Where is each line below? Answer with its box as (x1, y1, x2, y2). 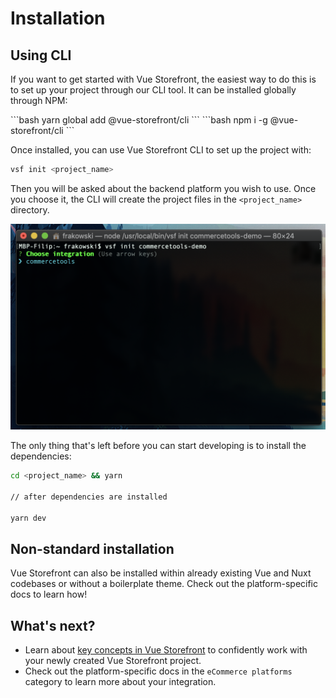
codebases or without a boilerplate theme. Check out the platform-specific (10, 578, 318, 590)
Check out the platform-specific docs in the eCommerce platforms (24, 665, 293, 677)
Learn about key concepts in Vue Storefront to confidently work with (24, 644, 308, 656)
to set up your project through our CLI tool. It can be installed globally (10, 84, 297, 96)
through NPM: (10, 95, 68, 106)
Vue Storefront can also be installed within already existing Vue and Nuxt (10, 567, 312, 579)
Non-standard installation (10, 540, 175, 557)
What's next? (10, 617, 96, 634)
